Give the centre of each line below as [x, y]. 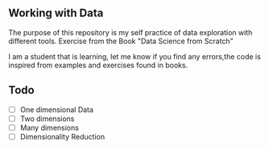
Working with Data [56, 13]
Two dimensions [47, 119]
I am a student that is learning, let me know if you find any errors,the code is [135, 56]
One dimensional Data [57, 109]
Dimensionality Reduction [62, 136]
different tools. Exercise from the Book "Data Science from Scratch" [121, 41]
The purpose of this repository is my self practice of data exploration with [130, 32]
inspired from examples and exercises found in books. [98, 65]
